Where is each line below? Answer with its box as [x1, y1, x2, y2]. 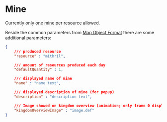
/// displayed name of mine [14, 76, 72, 81]
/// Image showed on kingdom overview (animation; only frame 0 [14, 103, 150, 108]
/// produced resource [14, 49, 61, 54]
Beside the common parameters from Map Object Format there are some [5, 29, 155, 35]
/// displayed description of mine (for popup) [14, 90, 114, 95]
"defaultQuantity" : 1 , [14, 67, 64, 72]
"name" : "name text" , [14, 81, 61, 86]
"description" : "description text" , [14, 94, 92, 99]
